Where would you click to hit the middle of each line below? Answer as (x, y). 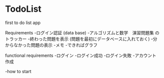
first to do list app (23, 23)
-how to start (18, 71)
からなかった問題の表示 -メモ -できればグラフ (51, 45)
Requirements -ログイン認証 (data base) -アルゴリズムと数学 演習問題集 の (82, 32)
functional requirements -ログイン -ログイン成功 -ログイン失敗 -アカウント (81, 55)
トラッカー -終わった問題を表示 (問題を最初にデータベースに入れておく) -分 (81, 39)
